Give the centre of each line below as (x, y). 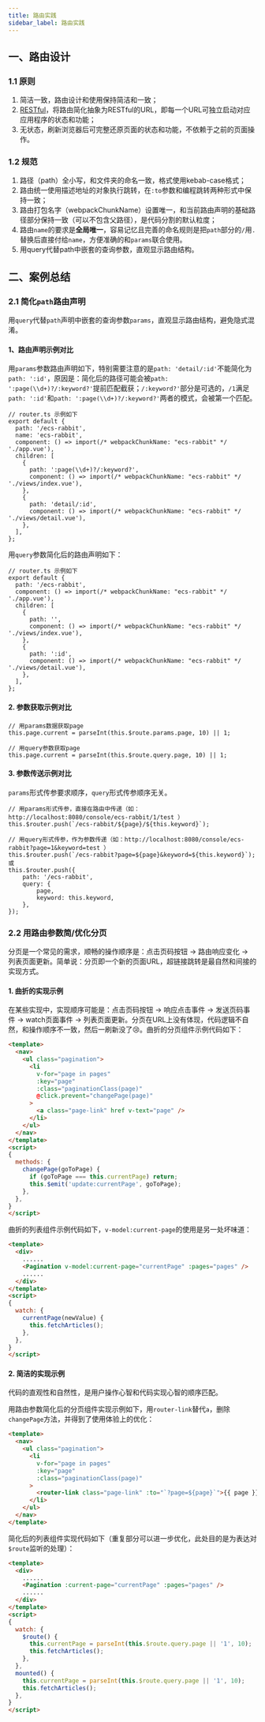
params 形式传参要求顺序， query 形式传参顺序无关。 (90, 792)
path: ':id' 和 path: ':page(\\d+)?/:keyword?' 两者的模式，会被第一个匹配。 (132, 398)
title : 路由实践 (32, 15)
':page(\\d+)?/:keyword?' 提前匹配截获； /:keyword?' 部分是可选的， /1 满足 (129, 389)
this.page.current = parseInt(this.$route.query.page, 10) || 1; (118, 755)
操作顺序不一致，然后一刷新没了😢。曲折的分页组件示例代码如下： (136, 1030)
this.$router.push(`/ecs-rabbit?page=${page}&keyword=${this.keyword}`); (132, 855)
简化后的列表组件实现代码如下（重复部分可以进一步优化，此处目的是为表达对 (132, 1538)
